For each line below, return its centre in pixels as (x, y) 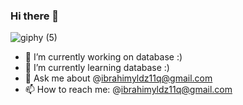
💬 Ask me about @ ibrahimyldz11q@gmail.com (118, 78)
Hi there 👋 (35, 16)
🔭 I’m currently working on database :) (103, 57)
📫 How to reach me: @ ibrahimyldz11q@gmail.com (128, 90)
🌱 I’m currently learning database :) (97, 68)
